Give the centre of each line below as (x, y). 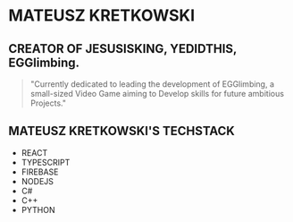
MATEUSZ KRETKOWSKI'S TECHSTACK (122, 131)
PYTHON (38, 209)
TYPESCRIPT (46, 162)
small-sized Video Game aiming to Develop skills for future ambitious (157, 94)
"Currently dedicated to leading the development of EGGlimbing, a (152, 84)
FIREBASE (40, 172)
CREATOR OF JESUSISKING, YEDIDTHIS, (123, 49)
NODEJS (38, 181)
